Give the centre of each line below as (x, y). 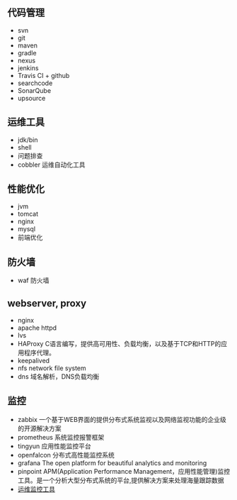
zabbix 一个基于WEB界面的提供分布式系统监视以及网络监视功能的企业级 (122, 419)
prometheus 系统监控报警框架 (61, 437)
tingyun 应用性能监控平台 (54, 446)
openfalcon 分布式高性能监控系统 (66, 455)
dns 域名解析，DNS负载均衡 (58, 377)
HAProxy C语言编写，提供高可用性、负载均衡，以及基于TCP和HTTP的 (119, 344)
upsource (31, 98)
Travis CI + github (44, 75)
